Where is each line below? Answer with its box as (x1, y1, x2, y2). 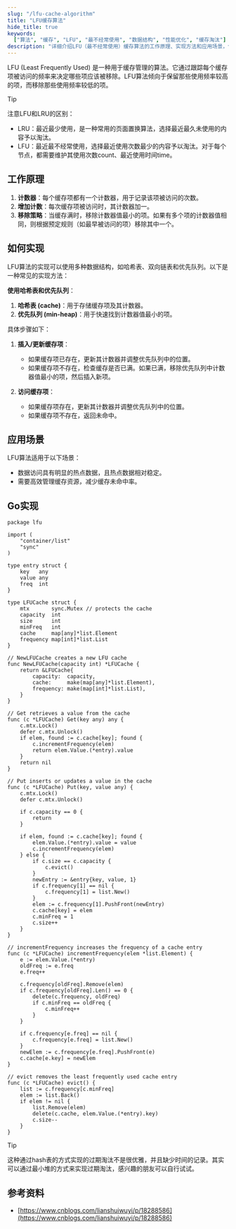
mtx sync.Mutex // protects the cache (20, 605, 152, 612)
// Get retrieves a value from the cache (7, 710, 131, 717)
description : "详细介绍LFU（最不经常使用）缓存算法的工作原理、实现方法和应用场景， (7, 43, 228, 50)
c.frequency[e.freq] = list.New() (32, 1036, 133, 1044)
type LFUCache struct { (7, 599, 77, 606)
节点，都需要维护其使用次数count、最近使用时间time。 (17, 151, 176, 159)
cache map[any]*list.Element (20, 630, 118, 637)
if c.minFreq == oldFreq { (32, 1000, 112, 1007)
